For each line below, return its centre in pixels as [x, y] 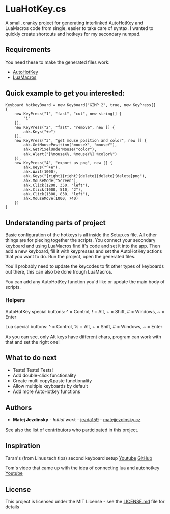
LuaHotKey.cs [36, 9]
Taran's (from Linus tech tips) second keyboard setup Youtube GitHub [79, 458]
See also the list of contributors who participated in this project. [72, 430]
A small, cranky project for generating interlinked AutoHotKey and [74, 23]
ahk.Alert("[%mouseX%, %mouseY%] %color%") [70, 154]
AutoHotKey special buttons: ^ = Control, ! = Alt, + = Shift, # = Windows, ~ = [85, 311]
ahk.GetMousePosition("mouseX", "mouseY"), [70, 145]
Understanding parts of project [55, 222]
